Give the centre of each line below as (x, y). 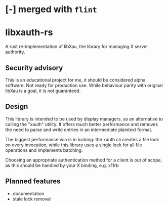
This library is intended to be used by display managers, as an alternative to (84, 119)
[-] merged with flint (51, 9)
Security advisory (34, 68)
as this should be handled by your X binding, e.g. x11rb (62, 165)
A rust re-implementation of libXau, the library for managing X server (77, 47)
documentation (28, 193)
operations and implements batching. (44, 150)
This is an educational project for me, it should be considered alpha (75, 80)
